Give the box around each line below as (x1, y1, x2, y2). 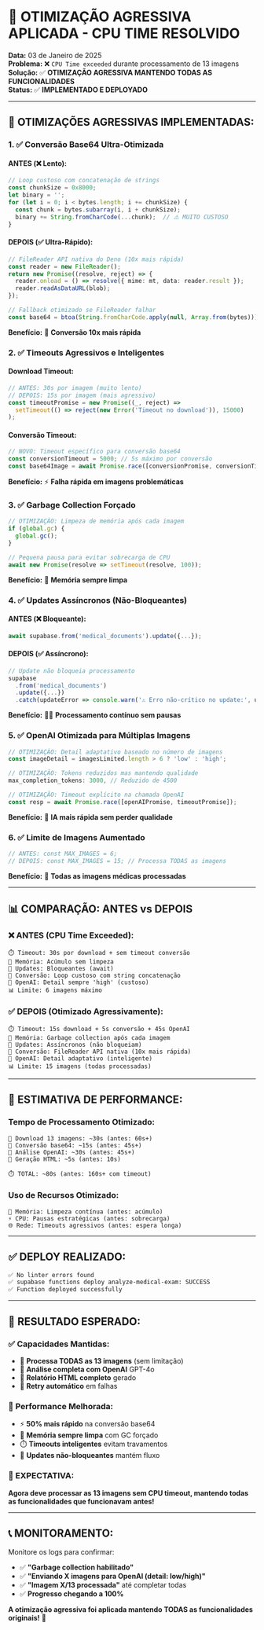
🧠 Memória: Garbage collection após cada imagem (8, 1033, 170, 1041)
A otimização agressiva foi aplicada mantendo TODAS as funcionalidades (8, 1605, 254, 1614)
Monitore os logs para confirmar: (8, 1547, 115, 1557)
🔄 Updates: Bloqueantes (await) (8, 964, 114, 972)
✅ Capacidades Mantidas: (8, 1338, 110, 1349)
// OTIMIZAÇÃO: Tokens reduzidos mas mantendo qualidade (8, 769, 199, 777)
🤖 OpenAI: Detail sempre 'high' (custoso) (8, 978, 149, 986)
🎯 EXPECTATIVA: (8, 1470, 75, 1481)
